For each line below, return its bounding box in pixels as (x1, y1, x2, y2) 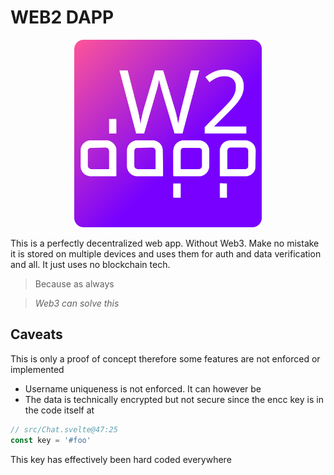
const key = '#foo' (10, 435, 92, 445)
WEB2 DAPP (10, 6, 115, 29)
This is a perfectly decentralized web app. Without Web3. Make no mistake (10, 237, 320, 249)
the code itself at (24, 404, 95, 416)
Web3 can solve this (34, 297, 120, 309)
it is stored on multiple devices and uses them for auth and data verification (10, 247, 322, 260)
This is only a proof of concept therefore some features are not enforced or (10, 352, 321, 365)
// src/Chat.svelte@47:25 (10, 424, 118, 435)
